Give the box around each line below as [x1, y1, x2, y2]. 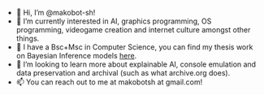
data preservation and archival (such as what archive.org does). [15, 68, 231, 77]
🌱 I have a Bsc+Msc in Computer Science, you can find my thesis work [15, 42, 253, 52]
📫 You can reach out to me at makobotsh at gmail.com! [15, 77, 203, 87]
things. [15, 33, 40, 43]
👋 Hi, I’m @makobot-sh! [15, 8, 96, 17]
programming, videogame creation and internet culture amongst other [15, 25, 251, 34]
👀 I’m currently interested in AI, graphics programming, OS [15, 16, 212, 26]
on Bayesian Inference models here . [15, 51, 137, 60]
